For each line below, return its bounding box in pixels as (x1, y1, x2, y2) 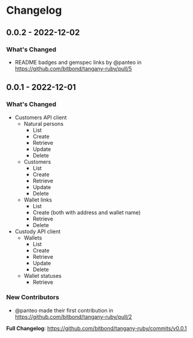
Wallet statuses (23, 272, 62, 279)
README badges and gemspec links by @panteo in (14, 58, 142, 66)
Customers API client (14, 114, 67, 121)
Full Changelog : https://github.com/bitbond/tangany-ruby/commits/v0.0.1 (6, 324, 187, 331)
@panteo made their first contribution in (14, 306, 114, 314)
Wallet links (23, 196, 53, 203)
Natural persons (23, 120, 64, 127)
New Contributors (6, 293, 60, 302)
